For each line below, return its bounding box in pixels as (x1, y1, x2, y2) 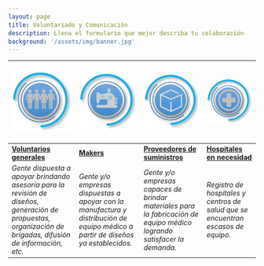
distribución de (79, 213, 128, 223)
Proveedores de (143, 144, 197, 153)
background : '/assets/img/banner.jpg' (8, 38, 135, 46)
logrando (143, 226, 173, 235)
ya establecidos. (79, 239, 133, 248)
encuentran (207, 213, 244, 223)
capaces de (143, 184, 182, 194)
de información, (11, 239, 63, 248)
